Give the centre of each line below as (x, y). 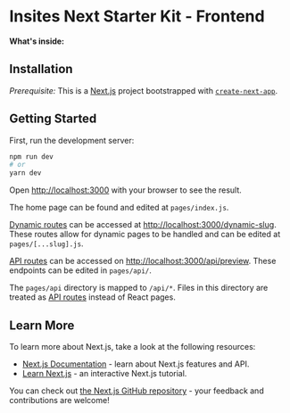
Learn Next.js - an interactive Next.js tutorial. (104, 373)
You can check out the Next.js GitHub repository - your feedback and (137, 391)
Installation (41, 69)
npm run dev (31, 157)
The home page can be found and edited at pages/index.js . (119, 208)
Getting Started (53, 119)
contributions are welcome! (59, 400)
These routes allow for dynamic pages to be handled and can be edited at (145, 235)
